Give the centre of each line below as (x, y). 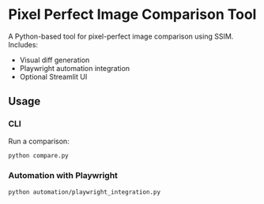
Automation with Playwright (63, 176)
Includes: (23, 44)
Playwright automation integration (75, 68)
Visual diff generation (55, 60)
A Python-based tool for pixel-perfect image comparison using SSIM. (121, 36)
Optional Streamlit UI (53, 76)
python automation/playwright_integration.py (84, 192)
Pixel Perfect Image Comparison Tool (132, 15)
